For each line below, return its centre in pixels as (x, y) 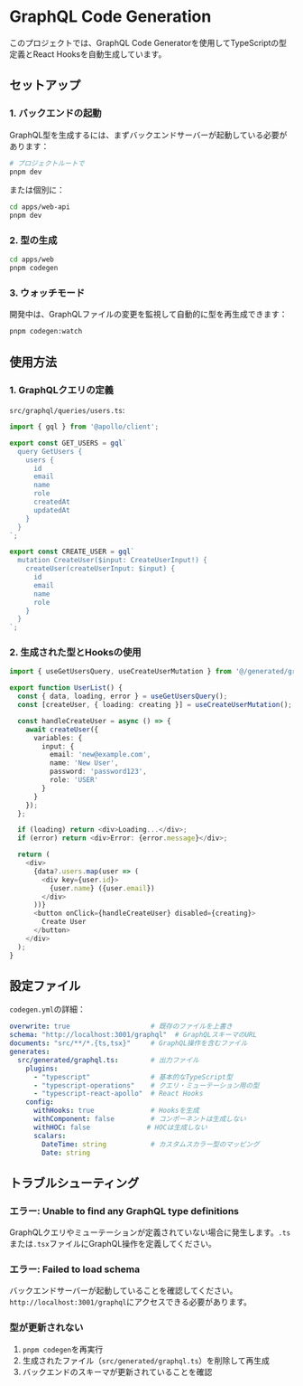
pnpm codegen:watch (46, 332)
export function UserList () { (66, 688)
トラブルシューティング (74, 1183)
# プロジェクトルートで (47, 163)
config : (40, 1102)
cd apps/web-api (40, 207)
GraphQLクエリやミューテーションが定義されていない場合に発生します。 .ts (150, 1232)
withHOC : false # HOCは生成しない (120, 1127)
